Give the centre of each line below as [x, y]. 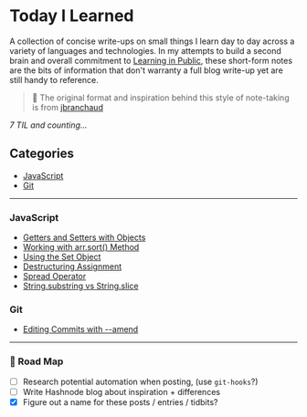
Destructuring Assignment [72, 266]
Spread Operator [54, 276]
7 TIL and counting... [48, 125]
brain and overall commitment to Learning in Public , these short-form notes [151, 60]
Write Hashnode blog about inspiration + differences [122, 391]
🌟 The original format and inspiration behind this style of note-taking [160, 98]
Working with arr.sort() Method [81, 247]
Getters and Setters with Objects [84, 237]
